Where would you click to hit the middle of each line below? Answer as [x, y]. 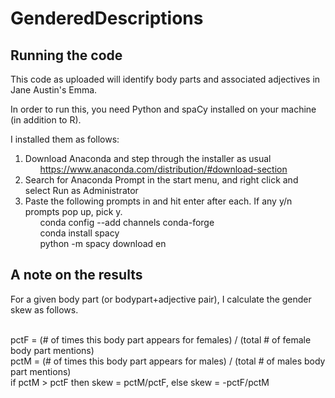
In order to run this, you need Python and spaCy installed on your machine [163, 109]
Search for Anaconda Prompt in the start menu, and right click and [161, 180]
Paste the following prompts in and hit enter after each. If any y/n [158, 201]
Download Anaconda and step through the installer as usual [148, 158]
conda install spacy [79, 233]
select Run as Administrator [81, 190]
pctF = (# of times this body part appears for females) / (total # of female [161, 339]
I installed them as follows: [65, 139]
